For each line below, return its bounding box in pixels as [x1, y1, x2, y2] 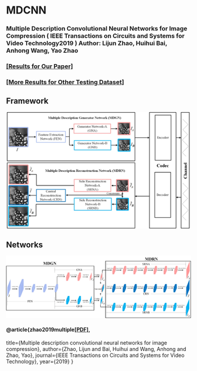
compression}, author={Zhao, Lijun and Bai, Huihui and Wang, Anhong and [6, 345, 186, 352]
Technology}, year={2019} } [6, 357, 74, 365]
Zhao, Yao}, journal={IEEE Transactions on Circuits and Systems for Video [6, 352, 185, 359]
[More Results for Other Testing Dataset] [6, 77, 124, 86]
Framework [6, 96, 49, 106]
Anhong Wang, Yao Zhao [6, 46, 79, 55]
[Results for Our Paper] [6, 62, 73, 70]
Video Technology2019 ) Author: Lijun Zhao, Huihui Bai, [6, 39, 168, 48]
